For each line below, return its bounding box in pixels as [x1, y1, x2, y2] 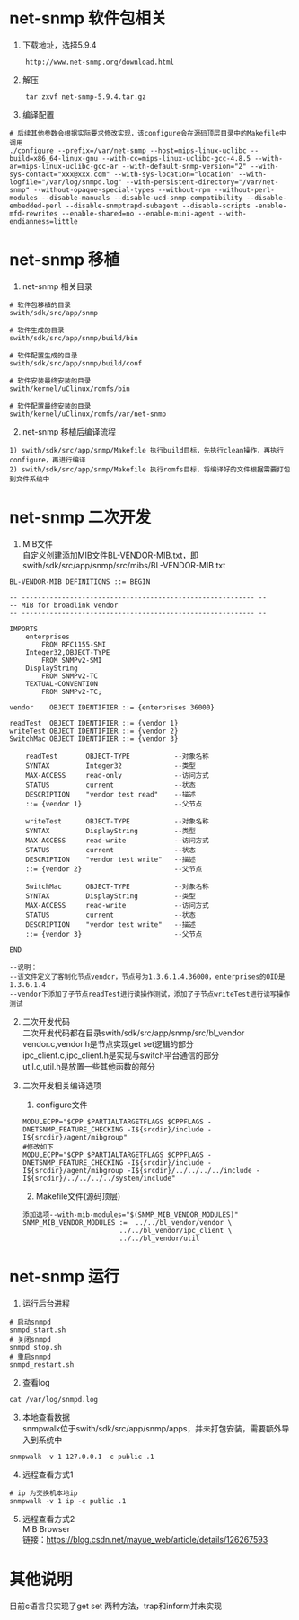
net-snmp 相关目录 [22, 280, 92, 292]
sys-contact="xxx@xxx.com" [9, 170, 110, 179]
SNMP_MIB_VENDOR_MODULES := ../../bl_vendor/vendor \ [22, 1218, 233, 1227]
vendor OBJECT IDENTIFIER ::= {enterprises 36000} [9, 702, 215, 712]
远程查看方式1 [22, 1469, 74, 1480]
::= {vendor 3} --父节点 [25, 929, 203, 938]
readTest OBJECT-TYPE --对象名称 [25, 752, 209, 761]
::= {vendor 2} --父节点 [25, 864, 203, 874]
